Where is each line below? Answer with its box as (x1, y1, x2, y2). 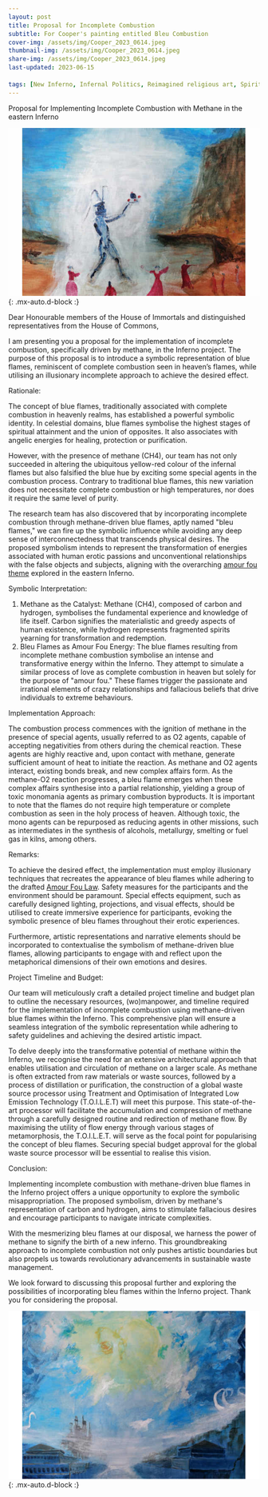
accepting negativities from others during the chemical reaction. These (8, 741, 242, 750)
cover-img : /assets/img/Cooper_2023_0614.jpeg (8, 38, 166, 46)
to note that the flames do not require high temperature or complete (8, 800, 231, 809)
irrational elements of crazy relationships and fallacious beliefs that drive (19, 684, 259, 693)
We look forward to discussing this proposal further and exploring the (8, 1278, 237, 1287)
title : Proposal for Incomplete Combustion (8, 21, 156, 30)
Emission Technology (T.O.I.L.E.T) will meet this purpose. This (8, 1096, 211, 1107)
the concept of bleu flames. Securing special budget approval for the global (8, 1140, 258, 1149)
